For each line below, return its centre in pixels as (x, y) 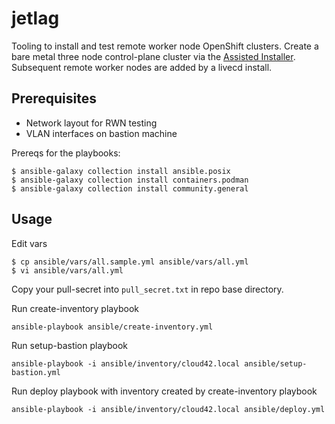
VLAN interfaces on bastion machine (101, 133)
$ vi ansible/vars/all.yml (67, 270)
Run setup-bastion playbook (70, 345)
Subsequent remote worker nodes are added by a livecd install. (142, 67)
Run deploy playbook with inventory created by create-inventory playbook (164, 391)
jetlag (35, 18)
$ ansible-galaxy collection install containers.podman (130, 180)
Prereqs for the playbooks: (66, 153)
